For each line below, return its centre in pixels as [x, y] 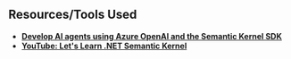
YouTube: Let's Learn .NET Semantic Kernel [104, 46]
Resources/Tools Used [73, 15]
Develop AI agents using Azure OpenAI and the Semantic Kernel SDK [151, 36]
